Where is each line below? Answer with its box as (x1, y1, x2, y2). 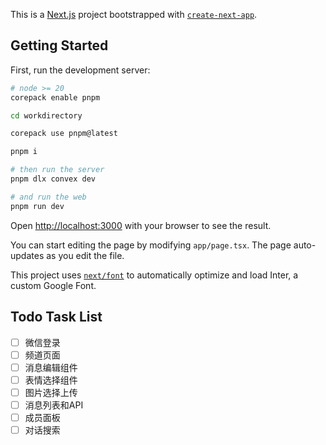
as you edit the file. (46, 249, 125, 261)
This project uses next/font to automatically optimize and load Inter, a (10, 269, 299, 281)
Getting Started (10, 37, 109, 54)
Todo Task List (10, 309, 103, 326)
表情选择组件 (24, 374, 78, 386)
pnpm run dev (10, 201, 65, 211)
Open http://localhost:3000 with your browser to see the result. (10, 219, 272, 231)
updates (10, 249, 45, 261)
